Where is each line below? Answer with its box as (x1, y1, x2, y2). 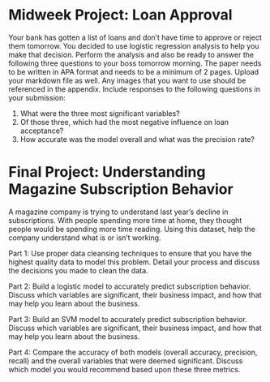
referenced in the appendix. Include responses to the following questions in (8, 84, 261, 94)
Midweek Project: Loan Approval (8, 6, 233, 24)
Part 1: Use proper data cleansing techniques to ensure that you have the (8, 248, 252, 258)
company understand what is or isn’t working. (8, 233, 161, 243)
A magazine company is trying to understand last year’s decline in (8, 207, 229, 217)
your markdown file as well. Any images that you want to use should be (8, 75, 246, 85)
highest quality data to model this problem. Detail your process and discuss (8, 257, 260, 267)
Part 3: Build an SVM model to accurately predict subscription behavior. (8, 314, 247, 324)
